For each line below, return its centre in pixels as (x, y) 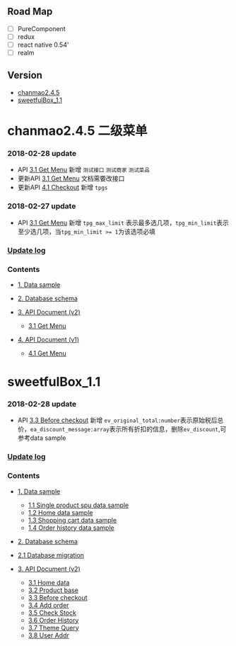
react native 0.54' (43, 45)
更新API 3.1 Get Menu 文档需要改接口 (71, 178)
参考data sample (42, 438)
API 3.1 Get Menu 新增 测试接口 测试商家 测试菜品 (83, 170)
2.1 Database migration (51, 555)
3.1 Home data (49, 582)
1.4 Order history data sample (71, 528)
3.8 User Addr (48, 635)
